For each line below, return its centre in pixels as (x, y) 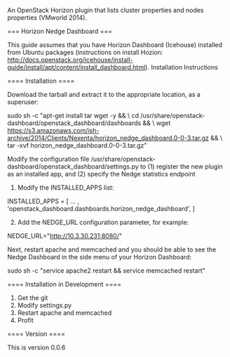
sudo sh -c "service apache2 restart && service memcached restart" (106, 271)
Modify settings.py (45, 305)
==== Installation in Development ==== (65, 284)
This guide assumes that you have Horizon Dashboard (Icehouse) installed (115, 45)
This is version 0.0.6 (36, 348)
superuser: (23, 102)
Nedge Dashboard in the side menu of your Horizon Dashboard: (99, 257)
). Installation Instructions (182, 67)
